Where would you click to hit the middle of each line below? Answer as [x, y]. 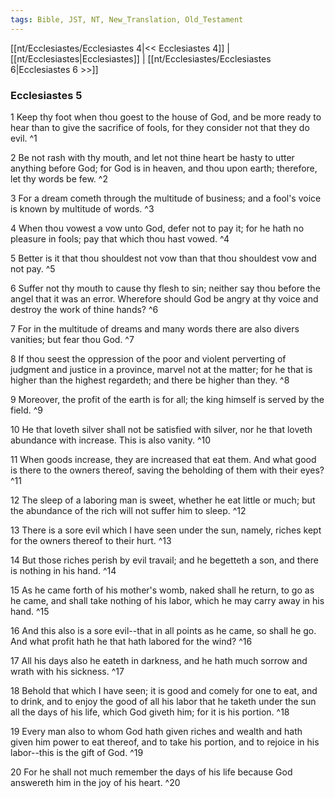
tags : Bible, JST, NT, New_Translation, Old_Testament [127, 19]
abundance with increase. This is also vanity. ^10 [111, 440]
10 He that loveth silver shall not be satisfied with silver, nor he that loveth [161, 429]
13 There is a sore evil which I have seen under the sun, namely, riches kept [166, 530]
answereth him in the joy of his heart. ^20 [95, 782]
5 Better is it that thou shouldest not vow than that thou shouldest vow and [163, 258]
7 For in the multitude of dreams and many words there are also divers [155, 328]
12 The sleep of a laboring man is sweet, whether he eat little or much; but [163, 500]
